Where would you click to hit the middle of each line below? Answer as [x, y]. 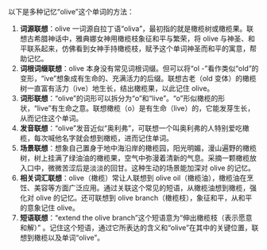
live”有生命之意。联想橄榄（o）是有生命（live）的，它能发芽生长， [146, 108]
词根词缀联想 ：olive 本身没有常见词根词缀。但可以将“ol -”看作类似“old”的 [139, 68]
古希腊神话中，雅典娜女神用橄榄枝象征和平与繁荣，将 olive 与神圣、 [137, 39]
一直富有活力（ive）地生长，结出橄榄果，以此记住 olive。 [120, 88]
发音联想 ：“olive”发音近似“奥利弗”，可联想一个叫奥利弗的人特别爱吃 [131, 128]
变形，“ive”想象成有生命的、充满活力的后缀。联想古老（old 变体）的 [131, 78]
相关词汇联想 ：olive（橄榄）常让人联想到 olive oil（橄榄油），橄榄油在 [133, 178]
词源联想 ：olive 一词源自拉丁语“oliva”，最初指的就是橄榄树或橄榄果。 [133, 29]
